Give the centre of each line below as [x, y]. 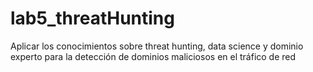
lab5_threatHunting [92, 18]
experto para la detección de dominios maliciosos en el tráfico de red [153, 56]
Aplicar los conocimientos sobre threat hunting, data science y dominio [157, 46]
